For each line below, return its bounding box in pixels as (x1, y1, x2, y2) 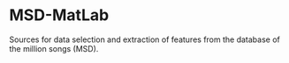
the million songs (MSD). (9, 43, 99, 53)
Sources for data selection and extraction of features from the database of (9, 34, 280, 45)
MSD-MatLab (9, 5, 110, 25)
